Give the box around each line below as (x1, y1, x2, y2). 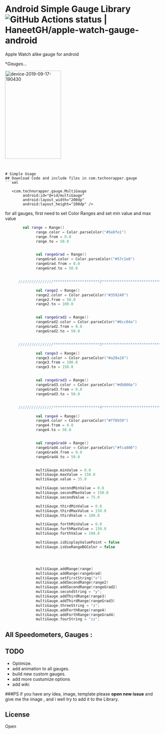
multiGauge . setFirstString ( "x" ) (36, 576, 102, 581)
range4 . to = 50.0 (36, 428, 71, 433)
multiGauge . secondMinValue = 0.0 (36, 486, 105, 491)
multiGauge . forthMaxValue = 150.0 (36, 526, 107, 531)
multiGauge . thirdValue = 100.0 (36, 513, 100, 518)
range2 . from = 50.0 (36, 297, 76, 302)
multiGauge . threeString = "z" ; (36, 603, 100, 608)
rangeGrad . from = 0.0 (36, 261, 80, 266)
